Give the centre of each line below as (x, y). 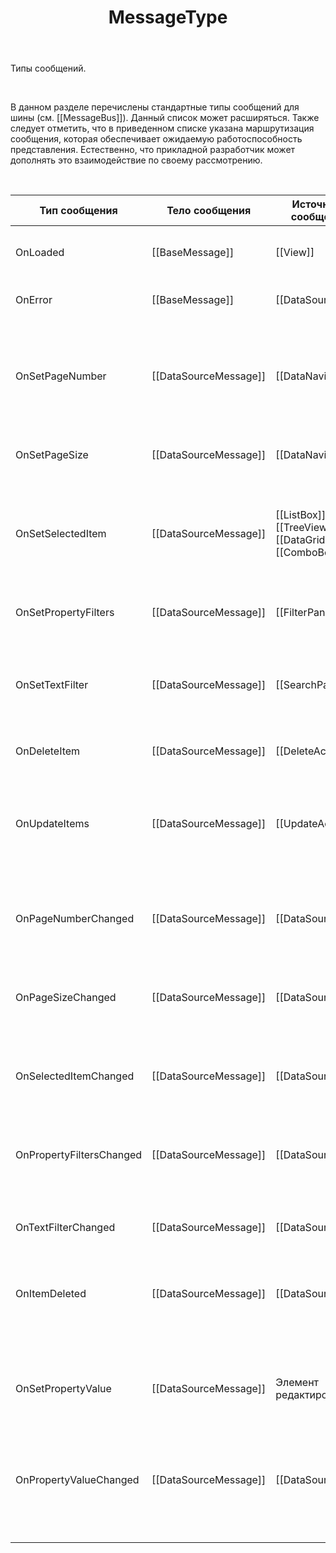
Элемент (297, 1383)
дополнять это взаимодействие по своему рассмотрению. (136, 160)
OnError (34, 300)
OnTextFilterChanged (65, 1228)
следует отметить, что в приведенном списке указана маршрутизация (162, 128)
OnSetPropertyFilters (65, 613)
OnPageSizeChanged (66, 998)
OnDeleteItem (48, 751)
